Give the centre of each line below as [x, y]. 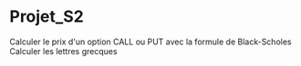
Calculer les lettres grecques [63, 51]
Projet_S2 [47, 17]
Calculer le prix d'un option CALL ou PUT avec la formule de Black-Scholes [150, 42]
